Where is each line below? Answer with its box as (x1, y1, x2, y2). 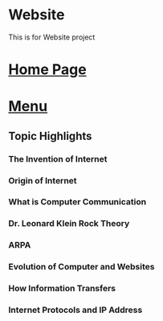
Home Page (8, 60, 87, 79)
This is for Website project (8, 32, 96, 42)
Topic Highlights (8, 129, 92, 142)
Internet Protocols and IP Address (8, 304, 143, 315)
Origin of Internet (8, 175, 78, 186)
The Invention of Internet (8, 153, 108, 164)
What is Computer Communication (8, 196, 147, 208)
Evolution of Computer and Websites (8, 261, 155, 273)
